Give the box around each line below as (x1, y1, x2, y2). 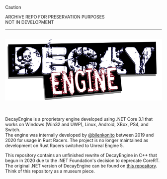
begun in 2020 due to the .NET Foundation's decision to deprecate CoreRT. (5, 157, 160, 164)
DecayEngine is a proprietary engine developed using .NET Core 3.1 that (5, 116, 153, 122)
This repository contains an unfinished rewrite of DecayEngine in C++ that (5, 152, 158, 158)
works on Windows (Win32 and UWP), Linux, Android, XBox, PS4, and (5, 121, 149, 127)
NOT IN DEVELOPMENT (5, 19, 54, 25)
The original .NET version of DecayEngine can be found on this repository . (5, 163, 158, 169)
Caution (5, 4, 21, 10)
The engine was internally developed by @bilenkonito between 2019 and (5, 132, 154, 138)
